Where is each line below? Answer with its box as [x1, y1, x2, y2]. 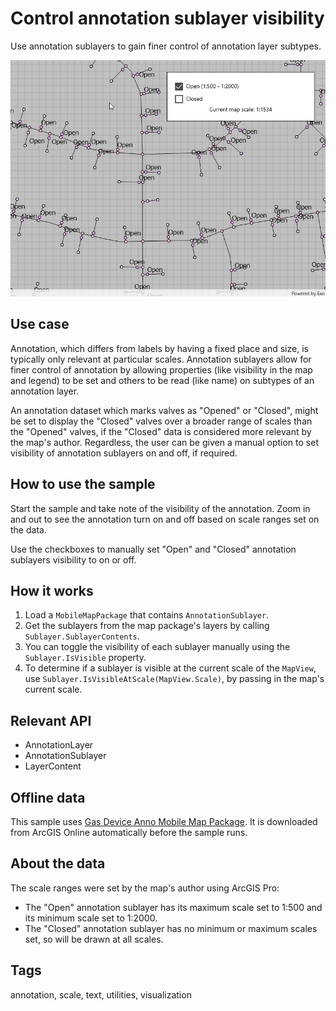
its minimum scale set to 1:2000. [24, 912, 158, 924]
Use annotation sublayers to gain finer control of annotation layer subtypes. [10, 40, 322, 52]
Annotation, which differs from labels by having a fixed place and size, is [10, 342, 309, 354]
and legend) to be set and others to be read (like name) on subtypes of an [10, 374, 315, 386]
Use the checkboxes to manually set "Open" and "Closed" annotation [10, 543, 297, 555]
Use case [10, 316, 70, 333]
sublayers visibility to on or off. [10, 553, 137, 566]
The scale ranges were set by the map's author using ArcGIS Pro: [10, 882, 280, 894]
